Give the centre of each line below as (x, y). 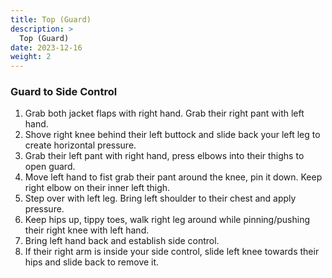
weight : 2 (31, 57)
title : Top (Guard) (51, 19)
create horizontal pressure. (80, 145)
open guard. (50, 167)
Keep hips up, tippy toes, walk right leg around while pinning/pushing (167, 220)
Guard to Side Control (64, 92)
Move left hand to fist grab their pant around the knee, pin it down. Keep (173, 177)
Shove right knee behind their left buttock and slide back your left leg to (172, 135)
